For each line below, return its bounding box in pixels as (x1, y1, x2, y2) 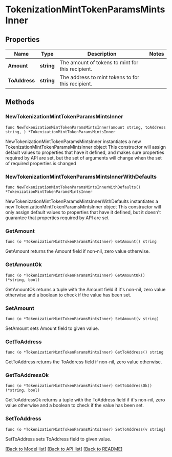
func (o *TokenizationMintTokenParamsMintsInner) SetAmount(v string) (5, 316, 159, 321)
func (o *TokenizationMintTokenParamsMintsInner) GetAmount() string (5, 239, 157, 244)
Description (87, 50, 117, 57)
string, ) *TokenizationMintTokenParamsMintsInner (5, 129, 116, 134)
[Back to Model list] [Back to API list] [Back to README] (5, 446, 123, 452)
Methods (5, 98, 35, 107)
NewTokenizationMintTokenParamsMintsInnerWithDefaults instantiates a (5, 198, 159, 204)
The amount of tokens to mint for (59, 59, 139, 66)
